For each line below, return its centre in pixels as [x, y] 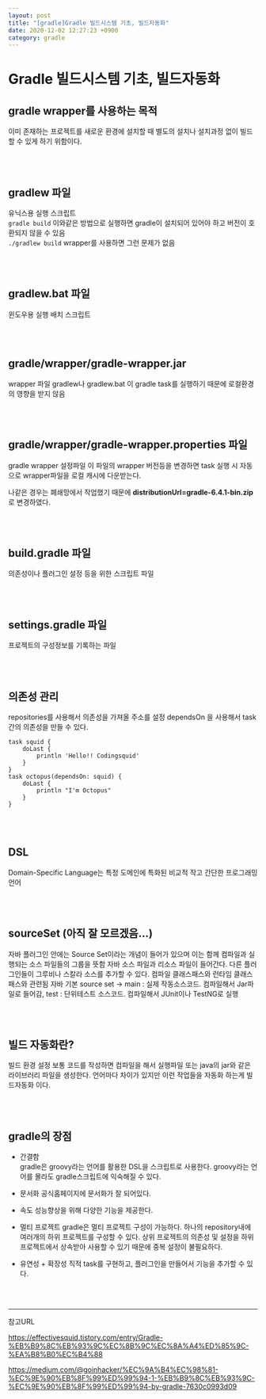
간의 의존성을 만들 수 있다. [48, 726]
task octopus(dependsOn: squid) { [65, 776]
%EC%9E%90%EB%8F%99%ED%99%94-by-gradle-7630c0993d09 [123, 1386]
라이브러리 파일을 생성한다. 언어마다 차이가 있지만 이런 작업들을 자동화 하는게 [127, 1075]
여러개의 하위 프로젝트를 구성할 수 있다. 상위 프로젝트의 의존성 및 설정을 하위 [137, 1237]
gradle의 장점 [40, 1136]
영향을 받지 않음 [41, 394]
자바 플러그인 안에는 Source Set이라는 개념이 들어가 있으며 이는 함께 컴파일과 [127, 954]
